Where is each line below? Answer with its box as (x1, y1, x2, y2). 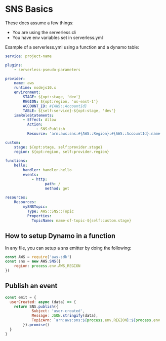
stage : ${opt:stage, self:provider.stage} (14, 145, 103, 150)
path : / (44, 181, 61, 186)
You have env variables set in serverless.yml (12, 35, 103, 40)
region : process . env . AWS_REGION (14, 264, 81, 268)
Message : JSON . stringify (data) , (31, 313, 98, 318)
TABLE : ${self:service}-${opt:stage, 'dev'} (23, 108, 116, 113)
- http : (31, 177, 48, 182)
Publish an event (5, 282, 58, 290)
